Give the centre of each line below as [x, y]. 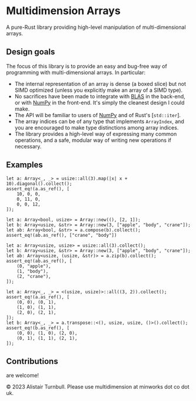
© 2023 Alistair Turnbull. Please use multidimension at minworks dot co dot [98, 387]
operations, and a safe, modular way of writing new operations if [93, 140]
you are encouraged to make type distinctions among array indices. [97, 127]
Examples [24, 165]
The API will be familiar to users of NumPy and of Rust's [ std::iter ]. [98, 115]
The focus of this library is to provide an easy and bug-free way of [87, 66]
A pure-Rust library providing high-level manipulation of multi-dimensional [96, 27]
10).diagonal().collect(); [39, 184]
